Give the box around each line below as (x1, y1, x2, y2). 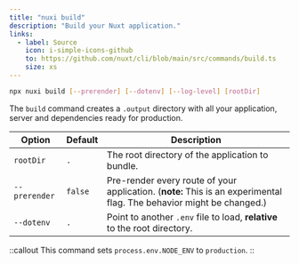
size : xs (25, 63, 58, 72)
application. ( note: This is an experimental (106, 185, 283, 197)
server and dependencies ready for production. (9, 112, 183, 123)
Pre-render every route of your (106, 174, 238, 187)
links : (9, 29, 34, 38)
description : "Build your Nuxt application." (9, 21, 181, 30)
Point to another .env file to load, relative (106, 211, 278, 223)
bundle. (106, 159, 139, 172)
